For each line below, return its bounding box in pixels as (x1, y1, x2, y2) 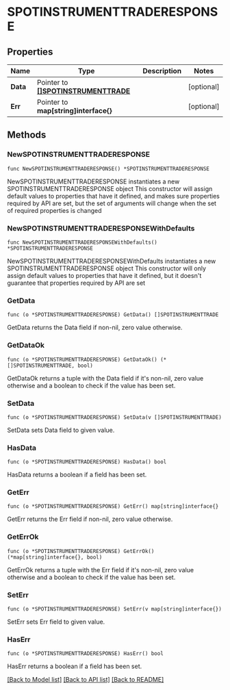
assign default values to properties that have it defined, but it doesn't (7, 271, 202, 279)
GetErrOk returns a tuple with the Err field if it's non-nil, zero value (7, 565, 194, 574)
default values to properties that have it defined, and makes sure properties (7, 192, 220, 200)
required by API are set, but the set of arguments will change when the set (7, 199, 217, 207)
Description (142, 66, 182, 75)
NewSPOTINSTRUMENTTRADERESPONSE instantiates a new (7, 177, 180, 186)
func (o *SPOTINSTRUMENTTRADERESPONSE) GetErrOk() (7, 548, 155, 554)
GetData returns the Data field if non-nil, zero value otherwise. (7, 323, 183, 332)
